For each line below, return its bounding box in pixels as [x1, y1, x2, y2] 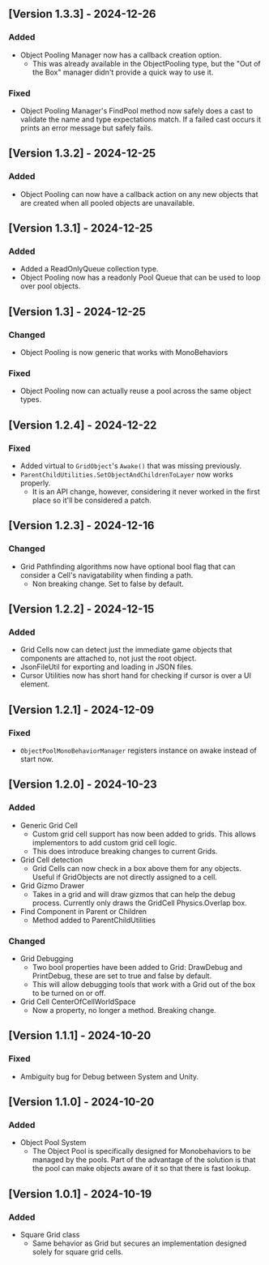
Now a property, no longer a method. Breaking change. [32, 1006, 216, 1015]
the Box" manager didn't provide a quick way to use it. [32, 67, 214, 77]
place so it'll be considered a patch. [32, 495, 152, 506]
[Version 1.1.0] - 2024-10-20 [8, 1095, 155, 1109]
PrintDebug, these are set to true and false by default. [32, 971, 212, 981]
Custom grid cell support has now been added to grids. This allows [32, 829, 257, 839]
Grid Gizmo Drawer [19, 880, 85, 891]
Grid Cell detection [19, 855, 83, 865]
